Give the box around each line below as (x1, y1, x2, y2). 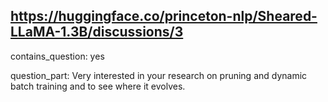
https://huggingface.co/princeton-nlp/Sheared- (10, 8, 318, 25)
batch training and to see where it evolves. (10, 80, 186, 92)
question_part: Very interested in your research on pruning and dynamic (10, 69, 308, 81)
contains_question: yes (10, 50, 105, 62)
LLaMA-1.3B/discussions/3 (10, 24, 184, 41)
